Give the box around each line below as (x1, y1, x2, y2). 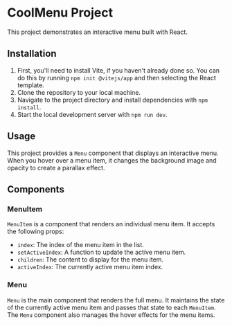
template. (17, 81, 45, 89)
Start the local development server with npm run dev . (17, 110, 168, 118)
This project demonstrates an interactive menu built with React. (7, 28, 188, 36)
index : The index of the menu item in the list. (17, 241, 144, 249)
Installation (7, 48, 57, 60)
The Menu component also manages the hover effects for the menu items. (7, 310, 215, 319)
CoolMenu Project (7, 5, 113, 21)
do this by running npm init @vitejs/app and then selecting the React (17, 73, 217, 82)
